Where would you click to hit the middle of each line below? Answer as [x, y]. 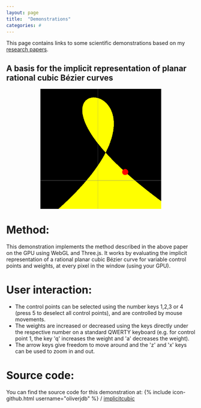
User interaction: [49, 290]
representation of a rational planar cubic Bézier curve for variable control [96, 259]
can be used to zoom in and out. [55, 352]
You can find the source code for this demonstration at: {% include [89, 392]
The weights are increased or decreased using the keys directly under [101, 326]
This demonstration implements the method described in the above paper [97, 247]
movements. [30, 319]
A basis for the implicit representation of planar [97, 68]
